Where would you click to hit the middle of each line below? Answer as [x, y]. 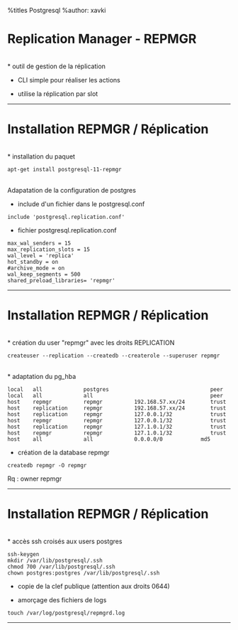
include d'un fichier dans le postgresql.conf [81, 204]
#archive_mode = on [36, 268]
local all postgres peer [115, 389]
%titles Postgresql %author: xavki [57, 10]
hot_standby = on [33, 262]
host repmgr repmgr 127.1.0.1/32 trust [117, 433]
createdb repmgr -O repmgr [47, 465]
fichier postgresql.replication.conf [67, 230]
